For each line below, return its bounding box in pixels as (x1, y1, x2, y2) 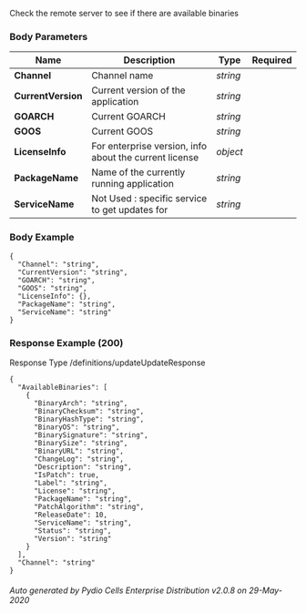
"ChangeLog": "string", (33, 455, 125, 464)
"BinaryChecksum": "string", (33, 406, 145, 415)
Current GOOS (90, 125, 154, 138)
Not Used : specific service (90, 192, 208, 205)
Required (251, 54, 292, 66)
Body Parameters (9, 30, 88, 43)
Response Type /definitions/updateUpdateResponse (9, 357, 206, 368)
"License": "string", (33, 486, 117, 496)
